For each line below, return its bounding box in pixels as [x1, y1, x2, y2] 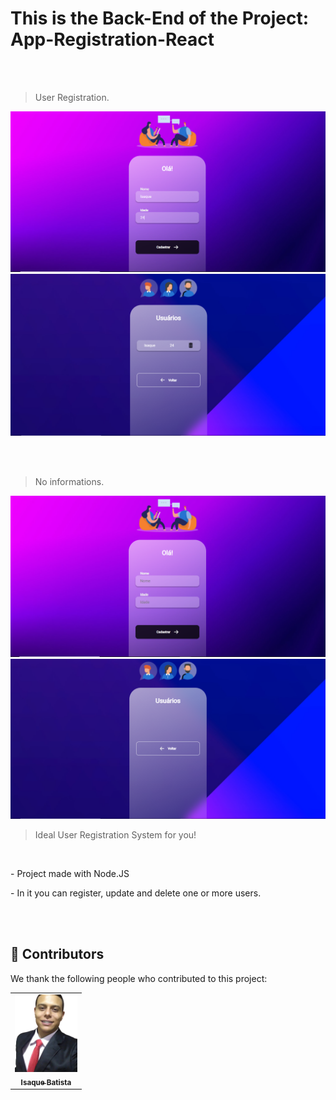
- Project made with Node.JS [10, 868, 130, 880]
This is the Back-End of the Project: [10, 7, 310, 30]
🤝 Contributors [10, 946, 105, 963]
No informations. [34, 476, 105, 488]
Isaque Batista [20, 1077, 72, 1087]
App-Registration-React [10, 28, 215, 51]
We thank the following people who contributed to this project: [10, 972, 268, 984]
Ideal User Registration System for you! [34, 829, 197, 841]
